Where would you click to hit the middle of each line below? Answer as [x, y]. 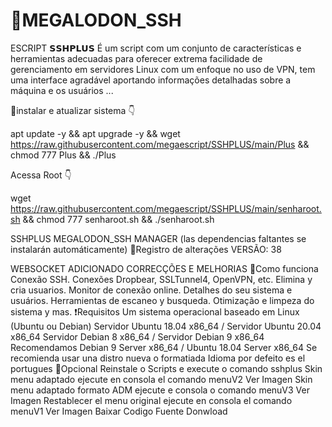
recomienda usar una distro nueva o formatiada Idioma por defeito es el [158, 358]
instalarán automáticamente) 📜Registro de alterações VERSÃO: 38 [146, 249]
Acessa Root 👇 [41, 175]
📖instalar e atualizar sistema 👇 [73, 110]
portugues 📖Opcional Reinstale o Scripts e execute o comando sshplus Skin [166, 368]
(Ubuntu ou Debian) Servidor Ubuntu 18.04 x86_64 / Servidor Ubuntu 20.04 [166, 326]
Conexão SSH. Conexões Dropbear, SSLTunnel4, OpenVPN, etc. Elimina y [161, 279]
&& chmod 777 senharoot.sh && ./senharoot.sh [118, 219]
